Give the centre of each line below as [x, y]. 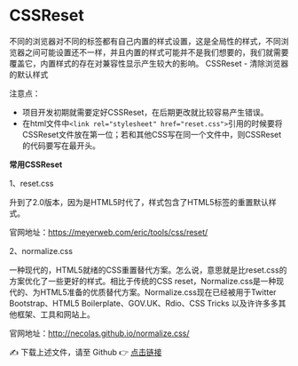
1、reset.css [31, 183]
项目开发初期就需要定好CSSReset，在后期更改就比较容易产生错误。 [145, 112]
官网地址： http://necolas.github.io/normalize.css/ [99, 333]
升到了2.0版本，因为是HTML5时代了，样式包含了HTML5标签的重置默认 [139, 202]
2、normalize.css [41, 251]
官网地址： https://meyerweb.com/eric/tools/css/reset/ [109, 232]
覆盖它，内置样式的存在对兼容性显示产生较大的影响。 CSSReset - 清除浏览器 [149, 63]
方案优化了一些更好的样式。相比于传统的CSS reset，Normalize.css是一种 [143, 281]
